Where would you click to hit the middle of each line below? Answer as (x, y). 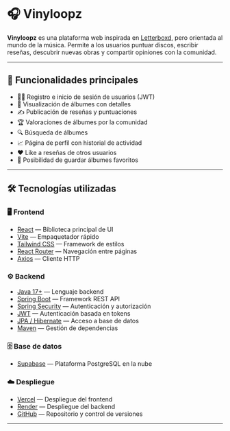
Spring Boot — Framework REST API (68, 299)
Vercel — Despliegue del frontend (65, 399)
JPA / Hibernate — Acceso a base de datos (78, 321)
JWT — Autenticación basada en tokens (74, 313)
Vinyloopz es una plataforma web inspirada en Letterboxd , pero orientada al (115, 37)
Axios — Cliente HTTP (48, 259)
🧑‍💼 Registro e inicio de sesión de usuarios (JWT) (86, 97)
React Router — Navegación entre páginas (77, 251)
